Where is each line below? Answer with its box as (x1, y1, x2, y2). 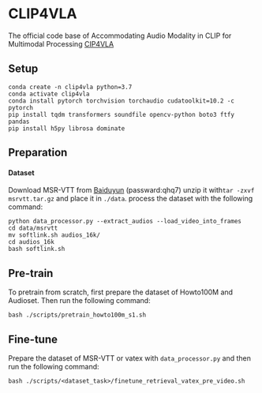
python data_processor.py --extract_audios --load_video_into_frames (8, 218, 242, 226)
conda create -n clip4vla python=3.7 (8, 83, 133, 91)
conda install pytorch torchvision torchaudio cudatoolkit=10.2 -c (8, 96, 235, 105)
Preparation (8, 146, 68, 159)
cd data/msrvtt (8, 224, 58, 233)
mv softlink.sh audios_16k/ (8, 231, 101, 239)
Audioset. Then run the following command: (8, 296, 152, 305)
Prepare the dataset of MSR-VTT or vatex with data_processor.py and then (8, 353, 251, 363)
